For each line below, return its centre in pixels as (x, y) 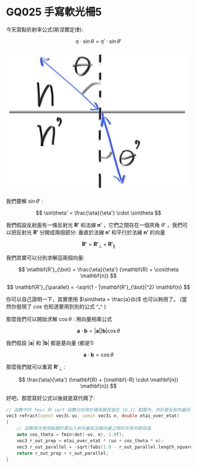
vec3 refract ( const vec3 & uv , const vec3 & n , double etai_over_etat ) (93, 416)
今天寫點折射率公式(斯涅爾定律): (45, 29)
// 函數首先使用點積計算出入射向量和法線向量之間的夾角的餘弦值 (84, 429)
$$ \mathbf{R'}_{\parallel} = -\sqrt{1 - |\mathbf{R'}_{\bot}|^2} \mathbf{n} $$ (98, 287)
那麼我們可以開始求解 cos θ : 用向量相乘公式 (59, 319)
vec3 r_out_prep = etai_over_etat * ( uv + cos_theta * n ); (90, 441)
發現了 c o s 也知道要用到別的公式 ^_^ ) (61, 306)
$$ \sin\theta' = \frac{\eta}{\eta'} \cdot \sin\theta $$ (98, 213)
